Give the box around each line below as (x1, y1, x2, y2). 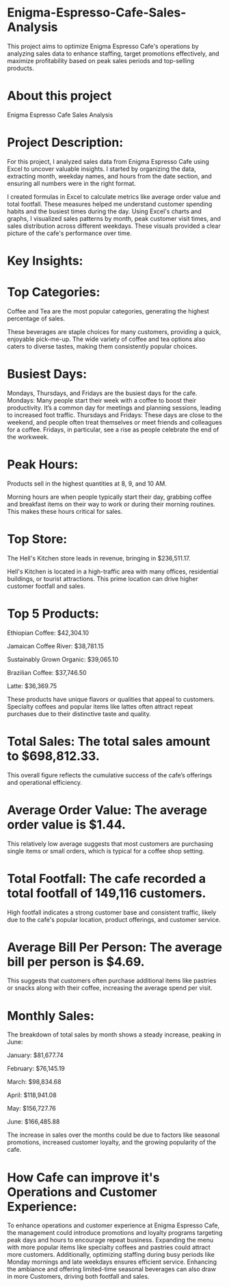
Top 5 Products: (7, 606, 99, 622)
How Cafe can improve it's (7, 1170, 160, 1185)
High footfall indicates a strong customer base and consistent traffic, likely (7, 908, 217, 917)
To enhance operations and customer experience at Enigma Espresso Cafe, (7, 1221, 220, 1229)
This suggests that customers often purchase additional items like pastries (7, 976, 217, 985)
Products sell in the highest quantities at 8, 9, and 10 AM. (7, 479, 167, 488)
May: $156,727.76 (7, 1105, 57, 1113)
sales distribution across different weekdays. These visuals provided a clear (7, 222, 221, 230)
